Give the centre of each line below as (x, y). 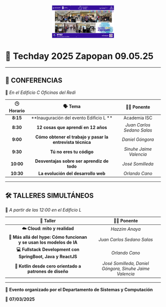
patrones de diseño (48, 271)
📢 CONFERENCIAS (34, 80)
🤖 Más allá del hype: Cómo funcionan (48, 237)
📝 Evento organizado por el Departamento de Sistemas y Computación (79, 289)
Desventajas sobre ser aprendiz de (72, 161)
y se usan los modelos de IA (48, 242)
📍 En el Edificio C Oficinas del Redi (40, 92)
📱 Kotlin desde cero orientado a (48, 266)
